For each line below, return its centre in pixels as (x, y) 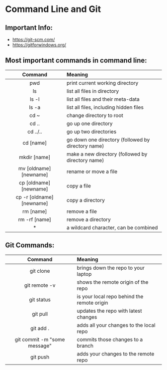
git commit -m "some (40, 339)
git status (40, 299)
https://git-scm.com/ (34, 39)
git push (40, 357)
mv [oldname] (35, 168)
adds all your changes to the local (116, 325)
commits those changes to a (110, 339)
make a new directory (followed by (107, 154)
